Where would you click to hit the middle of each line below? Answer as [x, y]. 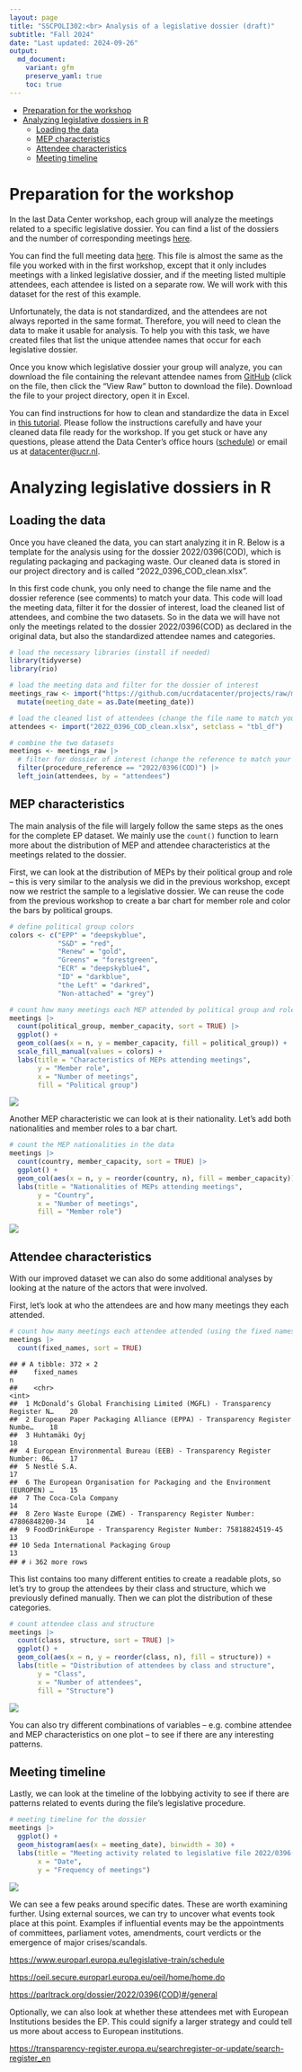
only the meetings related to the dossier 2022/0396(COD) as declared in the [151, 627]
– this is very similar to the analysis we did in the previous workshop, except [150, 881]
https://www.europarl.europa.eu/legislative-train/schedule [117, 1960]
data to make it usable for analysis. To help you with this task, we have [140, 330]
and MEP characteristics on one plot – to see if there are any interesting [142, 1734]
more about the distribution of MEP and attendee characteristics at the [140, 845]
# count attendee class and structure [82, 1623]
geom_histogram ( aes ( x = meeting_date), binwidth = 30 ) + [126, 1845]
